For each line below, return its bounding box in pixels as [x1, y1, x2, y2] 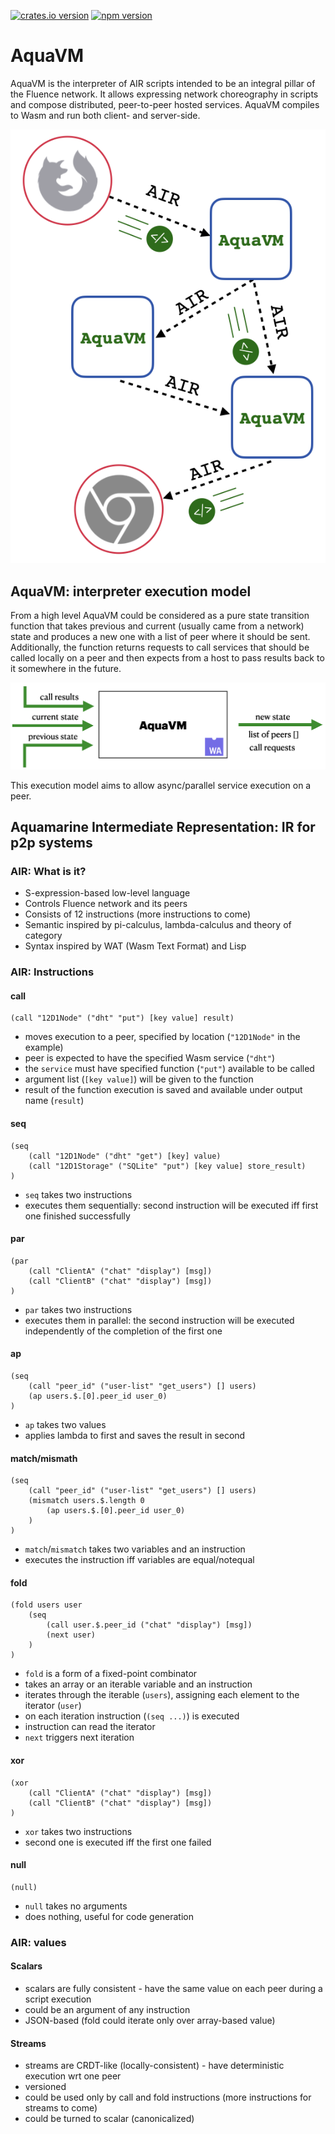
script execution [24, 1993, 92, 2005]
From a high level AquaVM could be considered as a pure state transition [10, 610, 310, 622]
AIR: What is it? [10, 864, 87, 878]
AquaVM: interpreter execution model [10, 583, 252, 600]
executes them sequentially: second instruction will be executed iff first [24, 1199, 319, 1211]
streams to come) [24, 2102, 98, 2114]
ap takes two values [24, 1419, 107, 1431]
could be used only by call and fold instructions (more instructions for [24, 2091, 312, 2104]
